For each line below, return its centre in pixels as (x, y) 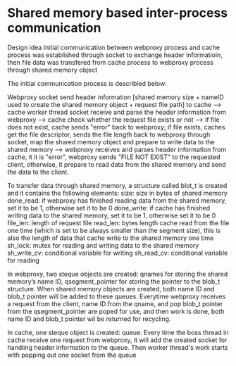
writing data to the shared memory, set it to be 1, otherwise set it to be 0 (112, 215)
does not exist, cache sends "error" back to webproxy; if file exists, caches (116, 127)
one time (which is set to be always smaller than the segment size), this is (114, 230)
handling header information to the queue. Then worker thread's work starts (118, 347)
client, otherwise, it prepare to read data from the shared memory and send (117, 164)
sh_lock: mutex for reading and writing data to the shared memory (103, 245)
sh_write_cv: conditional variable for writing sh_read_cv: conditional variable (118, 253)
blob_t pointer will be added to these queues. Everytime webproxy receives (117, 296)
